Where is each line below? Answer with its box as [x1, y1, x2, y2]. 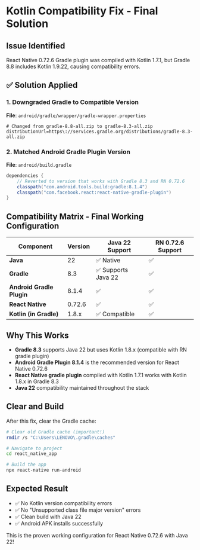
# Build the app [6, 462, 46, 467]
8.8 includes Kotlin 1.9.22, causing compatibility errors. [6, 63, 141, 70]
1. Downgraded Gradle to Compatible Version [6, 98, 139, 106]
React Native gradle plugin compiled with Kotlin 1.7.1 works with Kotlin [14, 371, 187, 378]
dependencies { [6, 172, 44, 179]
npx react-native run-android [6, 467, 82, 473]
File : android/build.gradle [6, 161, 72, 168]
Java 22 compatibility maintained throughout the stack [14, 384, 149, 391]
